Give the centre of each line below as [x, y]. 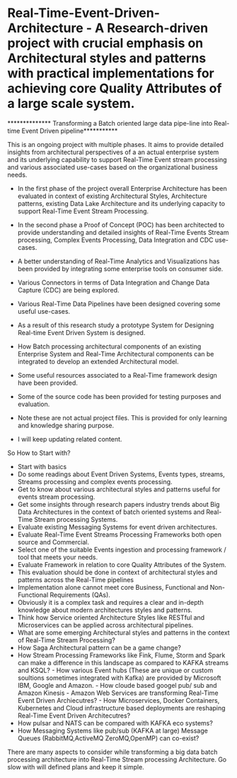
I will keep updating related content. [70, 439]
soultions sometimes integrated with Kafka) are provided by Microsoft [119, 678]
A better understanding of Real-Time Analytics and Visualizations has [118, 261]
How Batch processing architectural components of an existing [109, 346]
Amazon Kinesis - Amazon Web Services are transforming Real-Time [118, 693]
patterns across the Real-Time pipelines [76, 579]
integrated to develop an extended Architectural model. [98, 361]
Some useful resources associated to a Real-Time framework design [117, 375]
